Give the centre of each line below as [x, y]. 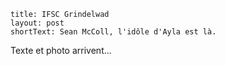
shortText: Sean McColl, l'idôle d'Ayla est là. [113, 32]
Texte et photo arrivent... [61, 50]
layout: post [37, 23]
